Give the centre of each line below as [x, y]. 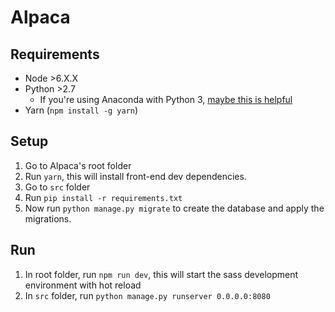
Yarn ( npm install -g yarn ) [81, 110]
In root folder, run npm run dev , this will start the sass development [161, 274]
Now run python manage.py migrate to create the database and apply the [174, 208]
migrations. [48, 218]
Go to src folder [57, 187]
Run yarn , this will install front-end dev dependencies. [135, 176]
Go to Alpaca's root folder [78, 165]
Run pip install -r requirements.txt [103, 197]
